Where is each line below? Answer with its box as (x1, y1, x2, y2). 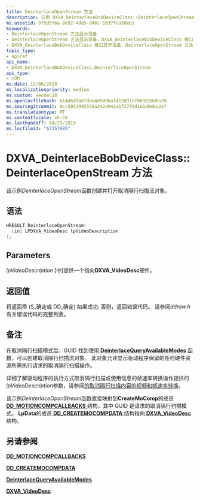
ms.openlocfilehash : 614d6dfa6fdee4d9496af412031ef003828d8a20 (6, 98, 167, 104)
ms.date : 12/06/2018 (6, 81, 58, 87)
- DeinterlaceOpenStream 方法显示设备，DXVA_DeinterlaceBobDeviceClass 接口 (6, 37, 193, 43)
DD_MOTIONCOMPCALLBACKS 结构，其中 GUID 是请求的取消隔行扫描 (6, 402, 182, 409)
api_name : (6, 59, 31, 65)
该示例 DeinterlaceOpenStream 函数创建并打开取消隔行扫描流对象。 (6, 187, 171, 194)
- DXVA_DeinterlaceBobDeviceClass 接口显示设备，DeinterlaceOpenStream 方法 (6, 43, 193, 49)
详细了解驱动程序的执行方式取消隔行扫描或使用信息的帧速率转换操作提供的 (6, 374, 189, 381)
